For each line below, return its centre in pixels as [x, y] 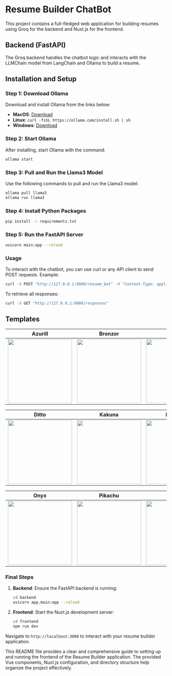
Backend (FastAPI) [36, 45]
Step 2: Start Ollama [31, 139]
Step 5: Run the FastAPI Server [44, 234]
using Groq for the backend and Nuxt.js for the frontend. [65, 29]
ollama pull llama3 [26, 193]
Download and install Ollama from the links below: [58, 105]
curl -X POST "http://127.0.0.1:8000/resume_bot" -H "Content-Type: [80, 284]
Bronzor [109, 334]
